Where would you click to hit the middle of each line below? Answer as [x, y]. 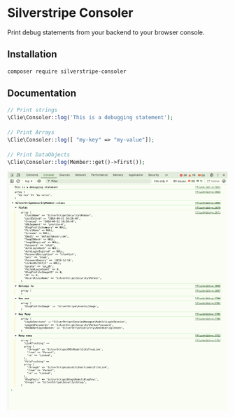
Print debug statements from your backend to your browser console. [106, 32]
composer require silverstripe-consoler [67, 71]
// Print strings [33, 110]
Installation [32, 54]
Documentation [42, 94]
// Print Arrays [31, 132]
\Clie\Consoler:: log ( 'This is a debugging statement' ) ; [90, 118]
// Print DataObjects [39, 155]
